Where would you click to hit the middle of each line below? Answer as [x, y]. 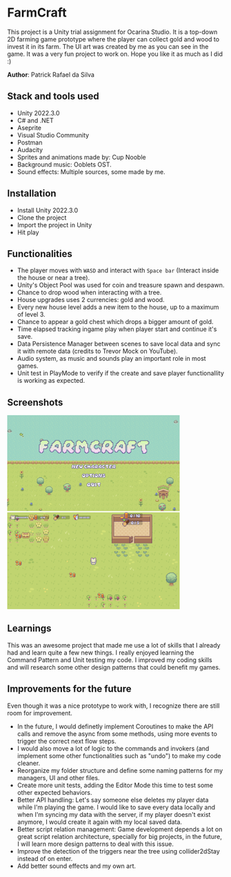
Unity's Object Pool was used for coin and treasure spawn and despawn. [121, 285]
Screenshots [35, 402]
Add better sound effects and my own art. [77, 866]
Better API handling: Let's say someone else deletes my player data [113, 800]
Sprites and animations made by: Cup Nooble [81, 157]
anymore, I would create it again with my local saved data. [100, 822]
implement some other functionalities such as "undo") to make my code [119, 755]
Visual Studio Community [53, 135]
